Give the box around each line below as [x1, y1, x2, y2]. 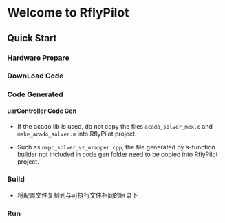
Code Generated [7, 89, 63, 99]
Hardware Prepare [7, 53, 70, 63]
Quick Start [7, 32, 57, 44]
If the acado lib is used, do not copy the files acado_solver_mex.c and [17, 122, 213, 130]
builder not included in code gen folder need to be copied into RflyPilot [17, 150, 218, 158]
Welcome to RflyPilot [7, 5, 129, 21]
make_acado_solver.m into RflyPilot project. [17, 129, 137, 138]
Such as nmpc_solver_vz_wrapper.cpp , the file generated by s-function [17, 142, 215, 151]
